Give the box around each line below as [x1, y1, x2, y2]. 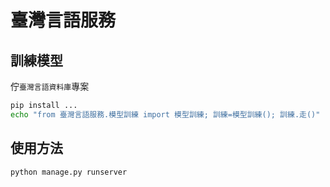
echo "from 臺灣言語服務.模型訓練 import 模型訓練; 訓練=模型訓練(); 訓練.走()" [10, 109, 321, 120]
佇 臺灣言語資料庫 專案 [10, 81, 90, 92]
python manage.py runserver [10, 167, 128, 177]
